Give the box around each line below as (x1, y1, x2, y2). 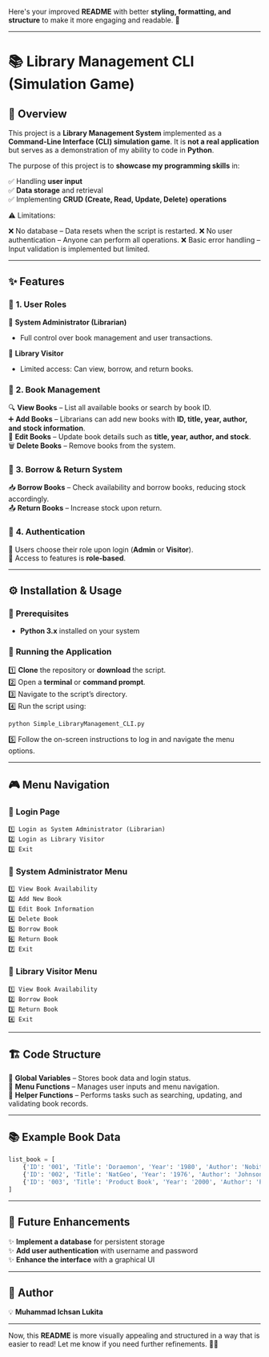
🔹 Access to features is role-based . (8, 553, 126, 563)
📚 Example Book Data (8, 1130, 121, 1143)
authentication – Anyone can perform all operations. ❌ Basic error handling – (8, 235, 261, 244)
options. (8, 746, 36, 756)
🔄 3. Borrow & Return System (8, 463, 122, 475)
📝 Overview (8, 107, 67, 120)
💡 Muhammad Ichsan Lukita (8, 1307, 103, 1317)
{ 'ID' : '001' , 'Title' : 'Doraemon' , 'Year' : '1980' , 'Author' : (22, 1163, 239, 1172)
